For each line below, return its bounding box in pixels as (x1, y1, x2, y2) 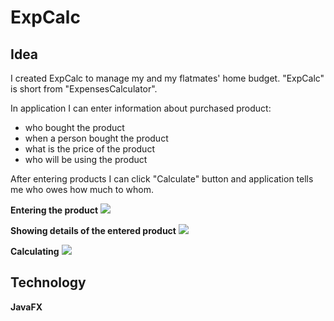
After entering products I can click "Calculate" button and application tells (10, 173, 314, 185)
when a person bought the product (24, 132, 169, 144)
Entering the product (10, 204, 99, 216)
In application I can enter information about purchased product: (10, 102, 272, 114)
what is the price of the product (24, 143, 155, 155)
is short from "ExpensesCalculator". (10, 83, 158, 95)
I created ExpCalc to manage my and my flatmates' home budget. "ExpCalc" (10, 72, 325, 84)
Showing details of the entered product (10, 225, 177, 236)
